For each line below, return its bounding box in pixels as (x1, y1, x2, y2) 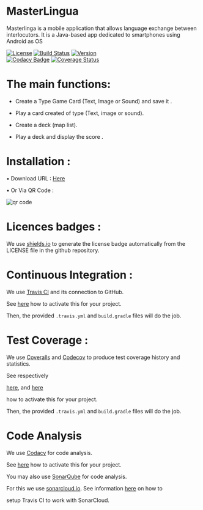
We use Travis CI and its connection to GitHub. (6, 288, 124, 295)
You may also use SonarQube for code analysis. (6, 473, 127, 480)
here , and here (6, 383, 43, 391)
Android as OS (6, 37, 43, 45)
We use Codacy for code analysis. (6, 449, 93, 456)
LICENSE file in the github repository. (6, 246, 100, 254)
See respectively (6, 372, 49, 379)
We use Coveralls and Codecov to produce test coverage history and (6, 353, 180, 361)
